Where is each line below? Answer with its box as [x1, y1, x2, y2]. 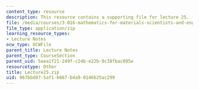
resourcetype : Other [6, 63, 57, 70]
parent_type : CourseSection [6, 53, 76, 59]
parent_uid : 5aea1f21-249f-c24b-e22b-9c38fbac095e [6, 58, 134, 64]
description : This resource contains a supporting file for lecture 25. [6, 14, 190, 20]
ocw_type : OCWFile [6, 42, 52, 48]
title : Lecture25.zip [6, 69, 60, 75]
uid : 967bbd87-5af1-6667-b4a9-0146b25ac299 [6, 75, 115, 81]
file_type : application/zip [6, 25, 76, 31]
